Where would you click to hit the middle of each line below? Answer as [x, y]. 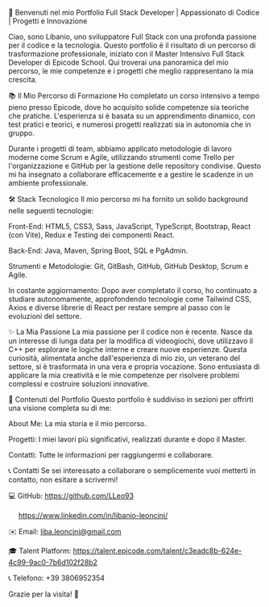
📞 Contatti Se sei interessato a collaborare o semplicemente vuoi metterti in [132, 471]
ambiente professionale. [48, 183]
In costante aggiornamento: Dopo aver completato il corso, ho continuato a [133, 290]
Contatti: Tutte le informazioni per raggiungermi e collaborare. [111, 455]
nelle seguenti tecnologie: [51, 211]
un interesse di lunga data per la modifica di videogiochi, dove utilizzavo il [131, 341]
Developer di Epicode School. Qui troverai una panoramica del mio [118, 62]
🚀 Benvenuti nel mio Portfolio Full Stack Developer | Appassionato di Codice [134, 13]
